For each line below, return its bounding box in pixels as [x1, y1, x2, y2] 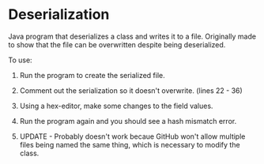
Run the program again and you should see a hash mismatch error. [19, 116, 237, 125]
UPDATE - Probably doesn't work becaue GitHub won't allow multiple [19, 132, 246, 141]
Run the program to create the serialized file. [19, 70, 165, 80]
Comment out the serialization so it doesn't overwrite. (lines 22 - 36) [19, 85, 243, 95]
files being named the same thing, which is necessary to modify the [19, 140, 240, 149]
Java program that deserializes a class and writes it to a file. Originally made [8, 32, 257, 41]
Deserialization [8, 6, 110, 24]
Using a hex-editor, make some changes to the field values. [19, 101, 213, 110]
